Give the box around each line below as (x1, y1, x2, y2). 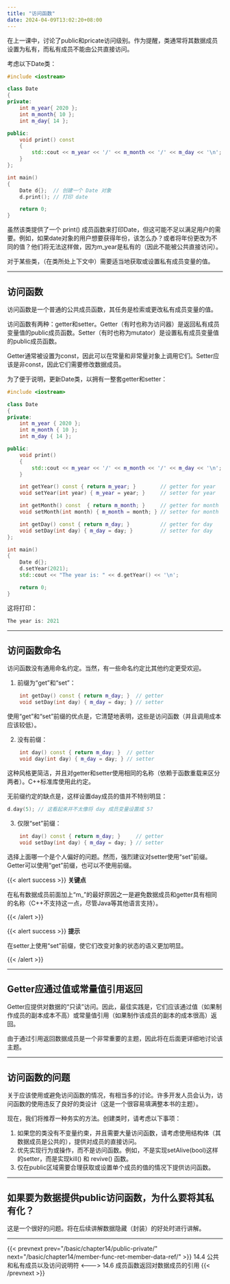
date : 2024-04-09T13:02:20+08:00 (7, 16, 103, 23)
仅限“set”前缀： (16, 819, 62, 827)
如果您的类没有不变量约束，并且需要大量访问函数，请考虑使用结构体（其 (16, 1129, 221, 1138)
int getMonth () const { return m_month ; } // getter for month (19, 502, 219, 509)
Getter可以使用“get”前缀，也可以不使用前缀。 (7, 861, 136, 870)
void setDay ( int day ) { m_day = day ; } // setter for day (19, 527, 213, 534)
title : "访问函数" (7, 10, 56, 17)
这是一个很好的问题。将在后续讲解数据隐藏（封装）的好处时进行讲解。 (7, 1224, 205, 1232)
